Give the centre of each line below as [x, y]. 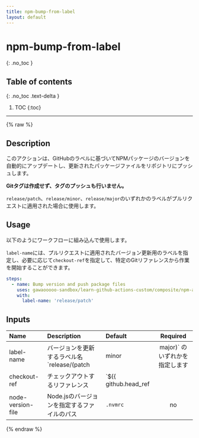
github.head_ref [128, 384]
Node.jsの [61, 396]
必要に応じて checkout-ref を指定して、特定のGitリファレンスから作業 [105, 260]
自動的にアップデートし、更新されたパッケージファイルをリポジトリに [92, 166]
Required [173, 336]
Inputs [18, 319]
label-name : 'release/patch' [58, 301]
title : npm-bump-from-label [41, 12]
